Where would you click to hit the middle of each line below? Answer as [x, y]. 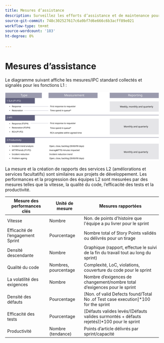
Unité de [65, 203]
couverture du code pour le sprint [117, 270]
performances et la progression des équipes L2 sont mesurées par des [76, 180]
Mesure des [26, 201]
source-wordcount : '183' [30, 31]
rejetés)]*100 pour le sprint [112, 322]
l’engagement [21, 236]
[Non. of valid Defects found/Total [118, 294]
